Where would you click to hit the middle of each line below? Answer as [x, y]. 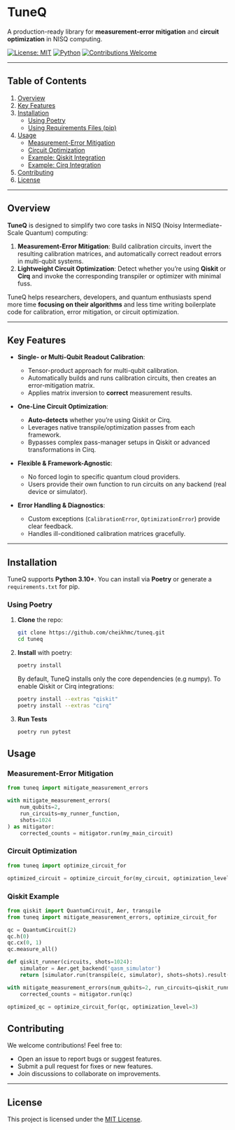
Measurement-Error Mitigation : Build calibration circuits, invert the [114, 246]
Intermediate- [202, 225]
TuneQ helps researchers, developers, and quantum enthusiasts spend [109, 297]
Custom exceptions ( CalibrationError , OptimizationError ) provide [124, 519]
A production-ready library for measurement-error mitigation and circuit [113, 31]
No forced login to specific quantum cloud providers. [104, 477]
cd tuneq [30, 640]
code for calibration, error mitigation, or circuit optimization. [93, 311]
